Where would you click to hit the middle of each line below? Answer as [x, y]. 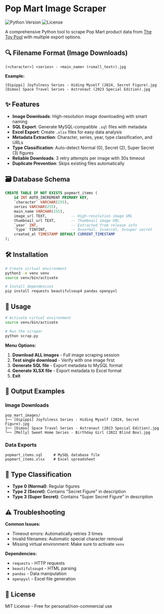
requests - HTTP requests [39, 563]
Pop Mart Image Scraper [56, 9]
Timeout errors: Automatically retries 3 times [57, 534]
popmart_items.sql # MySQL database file [52, 455]
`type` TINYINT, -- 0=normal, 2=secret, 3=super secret [83, 230]
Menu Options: [21, 345]
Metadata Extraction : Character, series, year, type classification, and [82, 137]
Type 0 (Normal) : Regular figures [46, 486]
